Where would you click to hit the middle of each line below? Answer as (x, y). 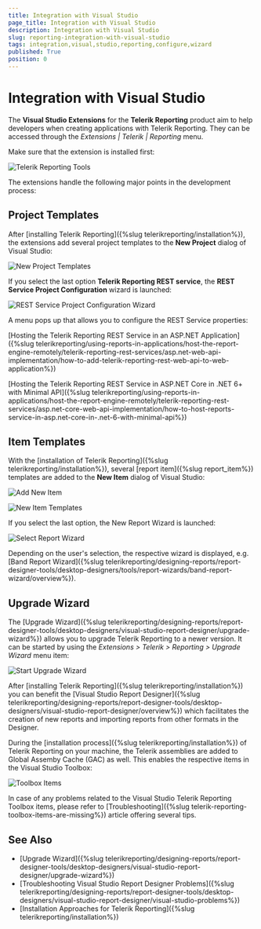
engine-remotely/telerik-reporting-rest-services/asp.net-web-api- (115, 352)
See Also (30, 840)
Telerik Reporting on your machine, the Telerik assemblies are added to (123, 752)
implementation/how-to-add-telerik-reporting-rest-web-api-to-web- (119, 360)
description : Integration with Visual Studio (83, 30)
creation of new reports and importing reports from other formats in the (123, 719)
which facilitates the (216, 711)
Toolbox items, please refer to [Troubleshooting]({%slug (99, 806)
